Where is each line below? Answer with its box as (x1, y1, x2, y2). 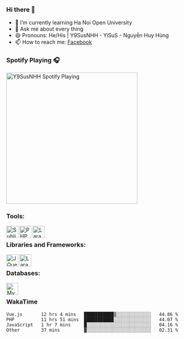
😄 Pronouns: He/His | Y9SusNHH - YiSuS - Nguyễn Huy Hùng (14, 32, 169, 39)
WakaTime (6, 298, 38, 306)
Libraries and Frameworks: (6, 240, 86, 248)
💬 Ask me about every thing (14, 25, 84, 32)
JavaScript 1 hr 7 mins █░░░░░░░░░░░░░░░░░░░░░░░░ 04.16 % (6, 322, 179, 328)
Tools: (6, 212, 25, 220)
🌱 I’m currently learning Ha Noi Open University (14, 19, 132, 26)
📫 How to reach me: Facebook (14, 38, 92, 46)
